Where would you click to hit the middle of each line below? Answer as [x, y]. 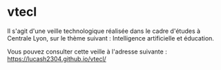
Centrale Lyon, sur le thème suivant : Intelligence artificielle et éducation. [110, 38]
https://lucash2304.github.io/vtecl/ [57, 58]
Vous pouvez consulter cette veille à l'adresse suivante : [87, 51]
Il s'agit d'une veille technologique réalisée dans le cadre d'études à [104, 31]
